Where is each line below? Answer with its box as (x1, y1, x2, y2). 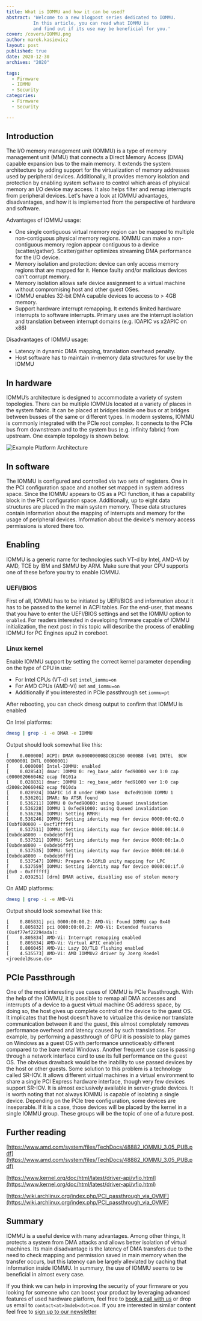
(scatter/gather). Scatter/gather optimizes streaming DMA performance (14, 248, 192, 255)
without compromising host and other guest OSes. (14, 286, 140, 293)
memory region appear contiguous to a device (44, 241, 159, 248)
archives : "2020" (6, 59, 50, 65)
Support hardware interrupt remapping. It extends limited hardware (14, 305, 182, 312)
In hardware (6, 378, 52, 388)
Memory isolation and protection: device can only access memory (14, 260, 179, 268)
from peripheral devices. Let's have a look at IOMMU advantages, (6, 192, 170, 199)
